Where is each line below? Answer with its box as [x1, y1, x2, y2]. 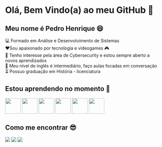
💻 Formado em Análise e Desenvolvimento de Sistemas [5, 38, 120, 44]
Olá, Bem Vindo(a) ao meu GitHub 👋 [5, 4, 154, 16]
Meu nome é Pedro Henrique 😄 [5, 24, 104, 33]
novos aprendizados [5, 58, 47, 64]
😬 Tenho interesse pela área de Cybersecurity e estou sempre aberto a [5, 52, 150, 58]
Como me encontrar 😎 [5, 124, 77, 132]
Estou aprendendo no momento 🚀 [5, 84, 110, 93]
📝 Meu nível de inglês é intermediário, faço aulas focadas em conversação [5, 63, 158, 69]
